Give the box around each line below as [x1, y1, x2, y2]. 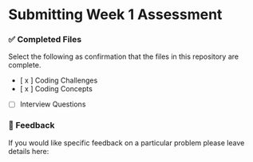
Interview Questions [19, 99, 86, 109]
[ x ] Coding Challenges [19, 75, 98, 85]
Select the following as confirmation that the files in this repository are [8, 52, 239, 61]
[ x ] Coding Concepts [19, 84, 93, 94]
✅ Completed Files [8, 34, 82, 45]
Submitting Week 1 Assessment [8, 6, 223, 24]
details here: [8, 146, 49, 156]
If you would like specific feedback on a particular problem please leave [8, 137, 245, 148]
